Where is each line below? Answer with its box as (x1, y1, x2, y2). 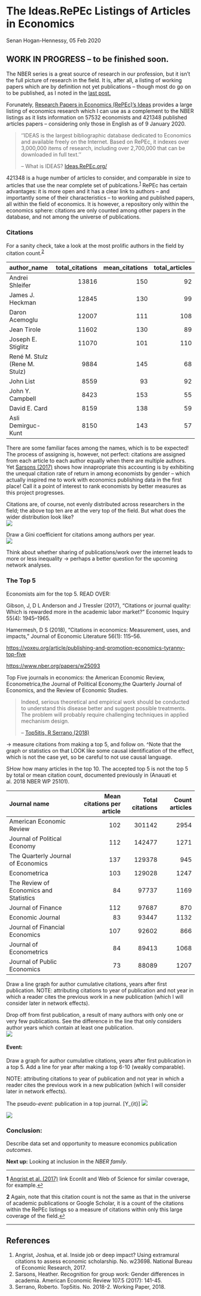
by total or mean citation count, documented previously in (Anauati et (6, 771, 177, 779)
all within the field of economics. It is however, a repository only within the (6, 200, 189, 208)
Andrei (9, 274, 28, 282)
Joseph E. (9, 335, 37, 343)
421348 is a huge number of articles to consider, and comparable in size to (6, 174, 191, 181)
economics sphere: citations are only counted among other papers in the (6, 207, 186, 214)
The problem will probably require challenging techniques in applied (20, 711, 189, 718)
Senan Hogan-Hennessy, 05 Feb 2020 (6, 37, 101, 44)
